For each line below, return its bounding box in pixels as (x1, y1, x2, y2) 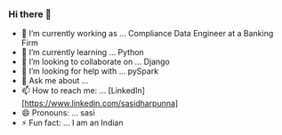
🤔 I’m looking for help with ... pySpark (20, 66, 159, 76)
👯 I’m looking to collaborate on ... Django (20, 57, 170, 67)
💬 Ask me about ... (20, 75, 89, 86)
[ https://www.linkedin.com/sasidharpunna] (20, 98, 179, 109)
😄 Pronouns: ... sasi (20, 107, 95, 118)
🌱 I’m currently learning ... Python (20, 47, 144, 58)
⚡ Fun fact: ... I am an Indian (20, 117, 124, 128)
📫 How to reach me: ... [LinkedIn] (20, 85, 146, 96)
